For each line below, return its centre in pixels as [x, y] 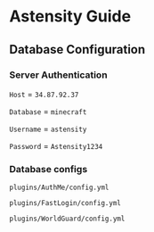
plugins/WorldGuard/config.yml [67, 219]
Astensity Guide [70, 17]
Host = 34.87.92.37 [44, 94]
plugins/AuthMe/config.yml [59, 188]
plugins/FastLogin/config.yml [65, 203]
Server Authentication [59, 75]
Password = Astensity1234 [56, 145]
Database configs [49, 169]
